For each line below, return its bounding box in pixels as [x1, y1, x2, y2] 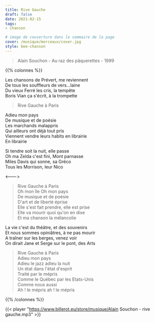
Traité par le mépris [17, 271, 58, 277]
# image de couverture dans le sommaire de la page [5, 35, 115, 40]
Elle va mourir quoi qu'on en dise [17, 209, 85, 215]
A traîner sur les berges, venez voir [5, 235, 77, 241]
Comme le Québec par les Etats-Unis [17, 276, 94, 282]
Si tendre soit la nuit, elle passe [5, 148, 69, 154]
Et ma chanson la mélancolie [17, 215, 76, 221]
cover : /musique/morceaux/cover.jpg [5, 39, 81, 45]
